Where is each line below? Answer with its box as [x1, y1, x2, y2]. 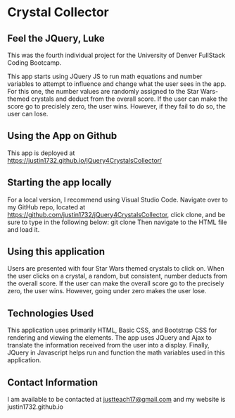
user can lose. [7, 110, 49, 118]
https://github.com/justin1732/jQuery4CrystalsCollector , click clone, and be [7, 210, 226, 219]
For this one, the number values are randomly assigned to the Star [7, 87, 199, 95]
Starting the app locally [7, 177, 112, 189]
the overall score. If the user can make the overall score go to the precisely [7, 279, 224, 288]
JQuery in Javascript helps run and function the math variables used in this [7, 348, 225, 357]
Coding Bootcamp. [7, 59, 62, 67]
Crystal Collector [7, 4, 109, 20]
